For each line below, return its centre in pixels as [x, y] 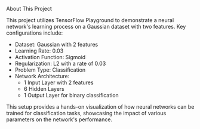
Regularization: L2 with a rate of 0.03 [60, 63]
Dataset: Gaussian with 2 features [56, 44]
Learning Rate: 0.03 [39, 51]
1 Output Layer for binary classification [71, 95]
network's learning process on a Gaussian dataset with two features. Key [96, 27]
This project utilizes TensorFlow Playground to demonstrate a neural [90, 20]
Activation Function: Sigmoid [50, 57]
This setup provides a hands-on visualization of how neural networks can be [100, 107]
